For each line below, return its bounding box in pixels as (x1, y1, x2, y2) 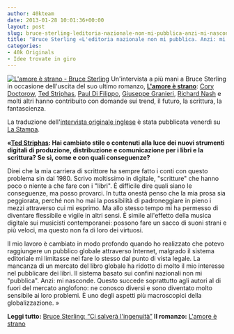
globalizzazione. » (7, 299, 60, 307)
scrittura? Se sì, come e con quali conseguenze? (7, 153, 150, 161)
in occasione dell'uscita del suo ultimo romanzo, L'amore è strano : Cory (7, 81, 214, 90)
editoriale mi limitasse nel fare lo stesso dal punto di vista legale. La (7, 254, 201, 262)
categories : (7, 42, 42, 49)
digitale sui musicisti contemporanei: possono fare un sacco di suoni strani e (7, 218, 227, 227)
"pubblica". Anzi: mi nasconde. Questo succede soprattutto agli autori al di (7, 276, 221, 285)
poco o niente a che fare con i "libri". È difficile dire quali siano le (7, 182, 193, 190)
